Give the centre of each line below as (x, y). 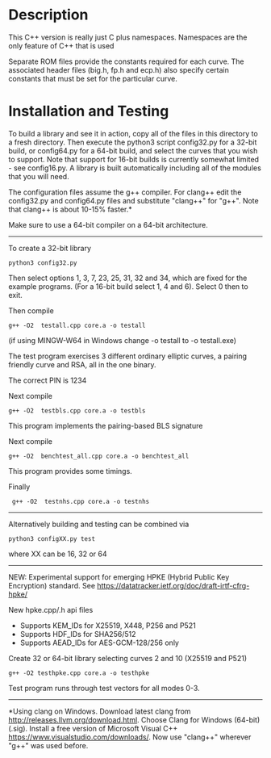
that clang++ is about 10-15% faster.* (71, 209)
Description (48, 15)
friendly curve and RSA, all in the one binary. (82, 364)
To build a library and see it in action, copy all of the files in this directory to (133, 133)
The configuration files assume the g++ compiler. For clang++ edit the (125, 192)
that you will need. (39, 176)
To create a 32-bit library (50, 248)
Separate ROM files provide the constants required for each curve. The (126, 61)
